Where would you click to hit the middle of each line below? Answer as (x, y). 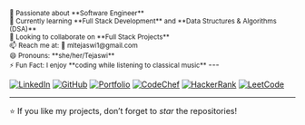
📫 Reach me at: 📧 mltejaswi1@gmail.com (74, 45)
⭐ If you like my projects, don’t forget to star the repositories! (123, 111)
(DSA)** (23, 29)
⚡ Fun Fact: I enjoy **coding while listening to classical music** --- (114, 64)
